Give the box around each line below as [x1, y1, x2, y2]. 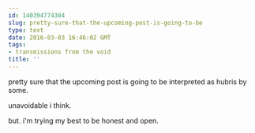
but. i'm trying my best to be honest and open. [8, 116, 159, 125]
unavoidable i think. [8, 100, 72, 110]
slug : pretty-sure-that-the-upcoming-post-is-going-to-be [8, 19, 203, 27]
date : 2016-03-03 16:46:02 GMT [8, 33, 111, 42]
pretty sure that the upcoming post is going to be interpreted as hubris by [8, 76, 247, 87]
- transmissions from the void [8, 48, 111, 56]
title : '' [8, 56, 41, 64]
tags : [8, 41, 26, 49]
